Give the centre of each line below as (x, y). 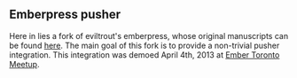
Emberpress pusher (65, 15)
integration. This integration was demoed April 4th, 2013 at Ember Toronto (145, 55)
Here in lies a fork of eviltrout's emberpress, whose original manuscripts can (149, 35)
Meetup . (24, 64)
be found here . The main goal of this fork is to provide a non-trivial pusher (145, 45)
